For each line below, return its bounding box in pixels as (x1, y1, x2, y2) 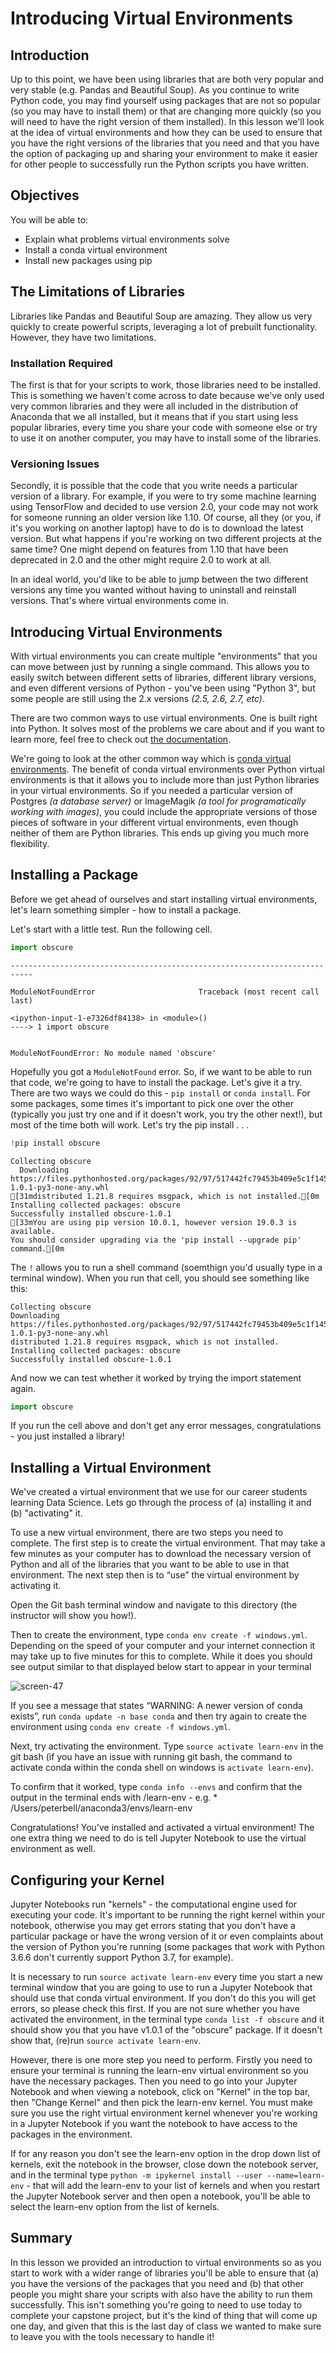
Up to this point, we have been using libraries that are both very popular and (10, 73, 325, 85)
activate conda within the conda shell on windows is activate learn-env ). (10, 1762, 314, 1774)
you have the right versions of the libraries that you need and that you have (10, 137, 320, 149)
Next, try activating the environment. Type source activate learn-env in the (10, 1740, 324, 1752)
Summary (10, 2230, 73, 2247)
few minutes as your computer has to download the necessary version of (10, 1548, 312, 1560)
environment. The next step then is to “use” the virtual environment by (10, 1569, 300, 1581)
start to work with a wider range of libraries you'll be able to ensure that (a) (10, 2267, 320, 2279)
